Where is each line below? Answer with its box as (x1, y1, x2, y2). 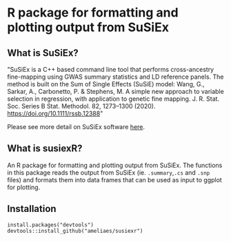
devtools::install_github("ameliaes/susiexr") (7, 227, 143, 234)
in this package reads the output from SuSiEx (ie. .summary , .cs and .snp (7, 168, 210, 177)
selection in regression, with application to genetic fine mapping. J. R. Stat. (7, 95, 219, 103)
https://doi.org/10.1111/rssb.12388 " (7, 109, 103, 117)
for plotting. (7, 183, 41, 191)
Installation (7, 203, 57, 215)
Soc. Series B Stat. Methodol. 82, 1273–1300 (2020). (7, 102, 156, 110)
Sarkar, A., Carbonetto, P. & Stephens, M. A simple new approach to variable (7, 88, 224, 95)
